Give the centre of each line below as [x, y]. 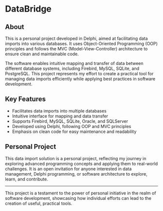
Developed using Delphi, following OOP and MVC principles [72, 126]
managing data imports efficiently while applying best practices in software [80, 79]
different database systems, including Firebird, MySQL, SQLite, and [72, 68]
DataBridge [28, 9]
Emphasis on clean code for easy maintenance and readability [74, 131]
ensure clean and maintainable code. [42, 54]
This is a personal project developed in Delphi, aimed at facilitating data [76, 38]
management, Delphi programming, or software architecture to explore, [76, 174]
